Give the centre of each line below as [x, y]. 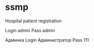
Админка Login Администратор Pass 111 [47, 40]
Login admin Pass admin [30, 30]
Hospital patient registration [33, 21]
